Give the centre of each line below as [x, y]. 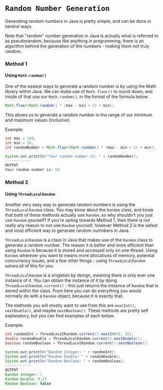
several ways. [19, 26]
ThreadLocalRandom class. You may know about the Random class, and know [79, 210]
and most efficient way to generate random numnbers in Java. [67, 231]
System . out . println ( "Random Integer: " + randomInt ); [61, 352]
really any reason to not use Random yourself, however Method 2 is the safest [81, 225]
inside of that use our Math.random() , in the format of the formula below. [77, 97]
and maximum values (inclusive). [38, 120]
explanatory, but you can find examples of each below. [60, 316]
